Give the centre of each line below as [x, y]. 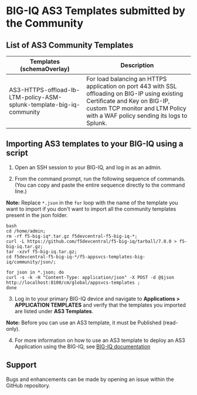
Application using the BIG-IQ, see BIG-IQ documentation [82, 346]
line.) [21, 191]
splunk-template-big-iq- [45, 104]
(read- [170, 323]
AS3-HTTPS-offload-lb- [45, 90]
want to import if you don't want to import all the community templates [91, 209]
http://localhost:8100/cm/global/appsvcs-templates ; [73, 283]
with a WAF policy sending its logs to [137, 116]
